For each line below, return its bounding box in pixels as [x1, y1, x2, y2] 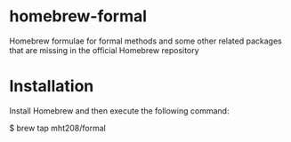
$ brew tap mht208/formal [9, 122, 107, 133]
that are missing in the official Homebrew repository [9, 44, 199, 55]
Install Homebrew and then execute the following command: [9, 105, 230, 116]
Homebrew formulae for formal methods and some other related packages [9, 35, 282, 46]
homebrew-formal [9, 6, 148, 27]
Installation [9, 76, 94, 97]
